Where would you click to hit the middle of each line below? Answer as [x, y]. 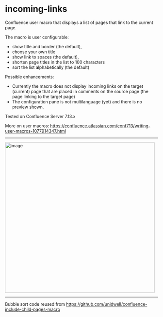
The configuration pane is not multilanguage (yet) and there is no [77, 101]
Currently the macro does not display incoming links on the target [77, 86]
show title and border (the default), [47, 46]
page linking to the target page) [43, 97]
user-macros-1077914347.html [36, 131]
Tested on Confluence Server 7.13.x [40, 116]
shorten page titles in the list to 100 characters [58, 62]
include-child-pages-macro [33, 309]
